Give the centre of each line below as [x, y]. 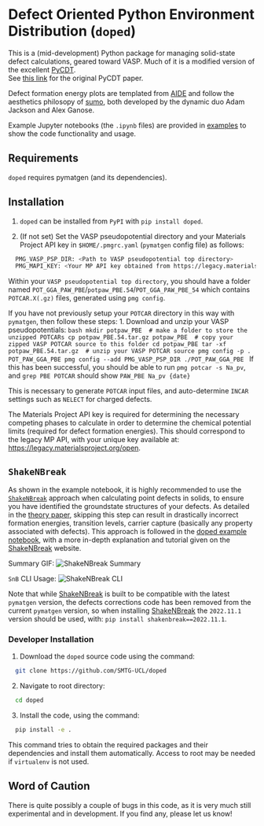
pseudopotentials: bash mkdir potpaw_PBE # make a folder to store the [128, 330]
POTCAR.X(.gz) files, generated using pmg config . [87, 298]
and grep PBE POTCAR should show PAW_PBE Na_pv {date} [99, 376]
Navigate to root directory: [62, 686]
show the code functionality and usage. [72, 133]
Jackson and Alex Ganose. [51, 110]
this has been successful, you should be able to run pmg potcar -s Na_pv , [127, 367]
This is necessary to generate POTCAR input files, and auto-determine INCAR [128, 391]
